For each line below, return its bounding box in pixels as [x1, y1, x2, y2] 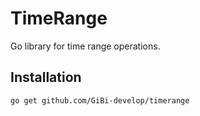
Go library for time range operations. [10, 40, 161, 52]
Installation [10, 69, 82, 86]
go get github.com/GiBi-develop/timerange [10, 95, 190, 106]
